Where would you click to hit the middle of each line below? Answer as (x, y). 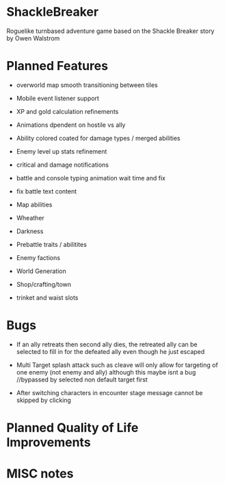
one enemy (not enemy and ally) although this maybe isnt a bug (106, 372)
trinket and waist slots (47, 297)
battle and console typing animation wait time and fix (91, 178)
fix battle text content (47, 191)
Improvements (49, 442)
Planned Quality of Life (72, 428)
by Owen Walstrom (33, 38)
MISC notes (40, 474)
